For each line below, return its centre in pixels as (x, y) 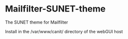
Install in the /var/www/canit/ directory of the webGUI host (64, 31)
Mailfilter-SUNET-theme (55, 9)
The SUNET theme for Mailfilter (37, 22)
